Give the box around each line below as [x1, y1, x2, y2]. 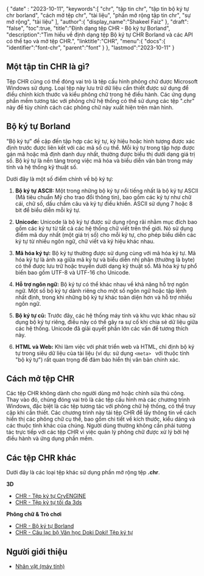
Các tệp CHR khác [6, 452, 77, 463]
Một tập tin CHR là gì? [6, 61, 90, 72]
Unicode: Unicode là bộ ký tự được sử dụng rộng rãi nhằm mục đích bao [15, 218, 198, 225]
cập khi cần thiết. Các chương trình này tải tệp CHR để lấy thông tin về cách [6, 409, 197, 416]
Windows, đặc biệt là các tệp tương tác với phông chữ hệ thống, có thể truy [6, 402, 196, 410]
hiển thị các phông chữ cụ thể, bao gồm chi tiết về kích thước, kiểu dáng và [6, 415, 195, 423]
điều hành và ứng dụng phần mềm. [6, 435, 94, 442]
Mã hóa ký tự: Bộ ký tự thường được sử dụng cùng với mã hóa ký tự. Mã [15, 249, 196, 256]
